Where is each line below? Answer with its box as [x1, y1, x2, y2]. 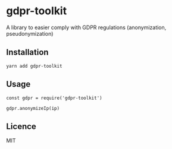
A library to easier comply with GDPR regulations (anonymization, [6, 24, 167, 31]
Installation [6, 47, 49, 58]
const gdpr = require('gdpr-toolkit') [6, 95, 102, 101]
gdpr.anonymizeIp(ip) [6, 105, 60, 111]
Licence [6, 121, 37, 131]
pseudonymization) [6, 30, 54, 37]
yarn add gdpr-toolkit [6, 63, 62, 69]
